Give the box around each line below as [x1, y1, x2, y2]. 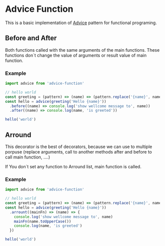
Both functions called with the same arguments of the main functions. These [5, 47, 160, 53]
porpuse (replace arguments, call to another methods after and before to [5, 149, 152, 154]
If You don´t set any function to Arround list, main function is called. [5, 163, 141, 169]
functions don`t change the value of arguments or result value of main [5, 52, 147, 58]
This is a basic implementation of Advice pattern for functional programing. [5, 20, 157, 26]
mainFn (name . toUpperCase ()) [14, 219, 71, 224]
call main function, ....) [5, 154, 51, 160]
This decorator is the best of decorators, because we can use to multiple [5, 144, 152, 150]
